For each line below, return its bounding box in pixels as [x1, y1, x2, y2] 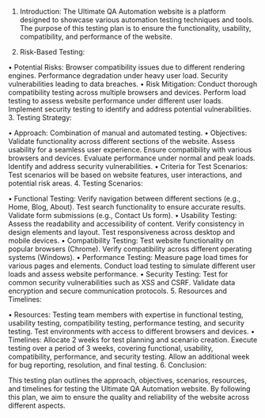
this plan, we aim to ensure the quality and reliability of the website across [8, 393, 250, 401]
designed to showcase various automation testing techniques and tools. [19, 15, 255, 24]
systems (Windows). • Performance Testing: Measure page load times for [8, 253, 249, 262]
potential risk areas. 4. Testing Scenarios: [8, 179, 143, 188]
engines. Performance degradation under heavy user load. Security [8, 71, 229, 80]
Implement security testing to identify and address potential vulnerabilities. [8, 104, 252, 114]
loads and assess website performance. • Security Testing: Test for [8, 269, 228, 279]
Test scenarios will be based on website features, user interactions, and [8, 170, 243, 179]
